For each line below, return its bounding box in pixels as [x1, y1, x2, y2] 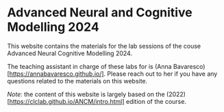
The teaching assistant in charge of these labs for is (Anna [7, 62, 173, 70]
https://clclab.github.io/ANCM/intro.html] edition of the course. [9, 97, 187, 105]
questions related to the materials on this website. [7, 76, 148, 85]
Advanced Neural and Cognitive [7, 5, 193, 20]
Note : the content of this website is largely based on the [7, 90, 166, 98]
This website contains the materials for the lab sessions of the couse [7, 42, 201, 50]
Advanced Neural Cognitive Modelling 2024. [7, 49, 132, 57]
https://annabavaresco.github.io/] [9, 70, 104, 78]
